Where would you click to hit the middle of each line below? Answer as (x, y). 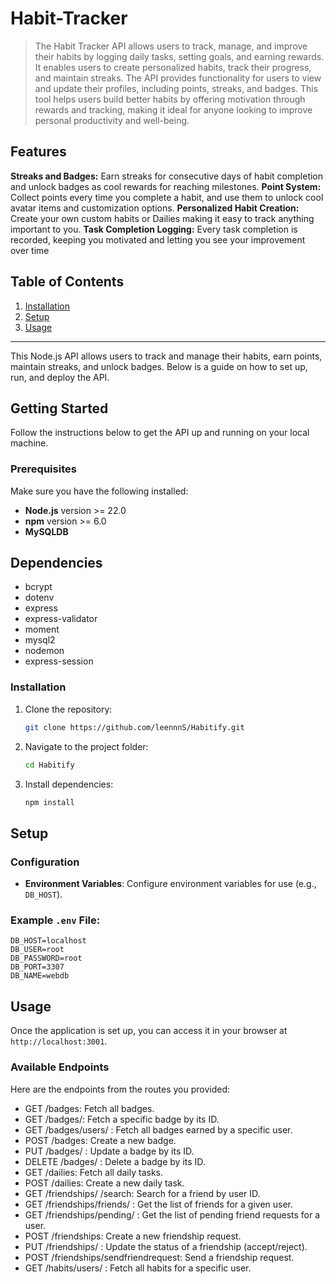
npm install (49, 802)
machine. (29, 443)
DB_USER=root (37, 950)
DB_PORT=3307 (37, 967)
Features (38, 152)
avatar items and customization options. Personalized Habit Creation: (155, 208)
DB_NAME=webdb (40, 976)
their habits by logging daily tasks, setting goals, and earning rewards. (179, 56)
